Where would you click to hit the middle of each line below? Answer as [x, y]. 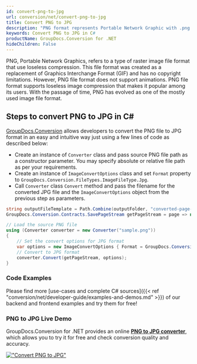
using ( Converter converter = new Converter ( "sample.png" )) [81, 230]
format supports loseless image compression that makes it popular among [96, 86]
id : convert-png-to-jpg [35, 11]
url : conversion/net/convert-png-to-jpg [56, 17]
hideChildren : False [31, 45]
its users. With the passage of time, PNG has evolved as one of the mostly [96, 92]
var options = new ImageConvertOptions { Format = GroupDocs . [94, 247]
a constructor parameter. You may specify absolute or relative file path [100, 161]
